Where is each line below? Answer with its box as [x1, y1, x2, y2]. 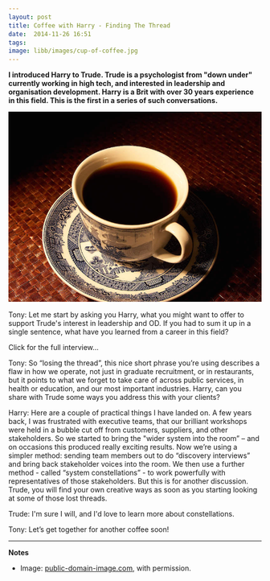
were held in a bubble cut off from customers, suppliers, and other [8, 425, 228, 435]
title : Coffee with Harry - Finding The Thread [8, 21, 171, 30]
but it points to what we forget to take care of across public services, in [8, 375, 244, 385]
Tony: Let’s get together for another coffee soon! [8, 525, 170, 534]
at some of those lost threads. [8, 493, 108, 503]
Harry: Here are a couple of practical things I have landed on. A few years [8, 408, 252, 418]
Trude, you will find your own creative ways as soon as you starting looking [8, 485, 258, 495]
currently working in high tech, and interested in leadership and [8, 79, 226, 89]
